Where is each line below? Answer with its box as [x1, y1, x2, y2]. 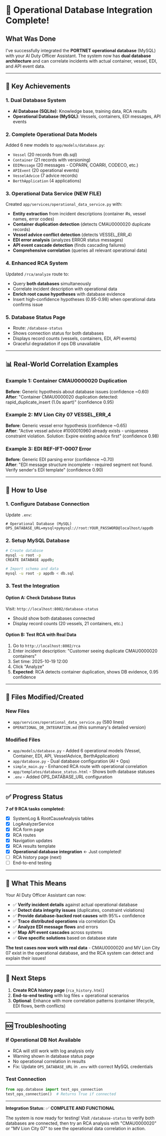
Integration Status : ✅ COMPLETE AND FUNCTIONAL [5, 1105, 115, 1111]
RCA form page [12, 826, 44, 832]
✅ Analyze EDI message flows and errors [12, 924, 98, 930]
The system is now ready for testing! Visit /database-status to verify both [5, 1115, 155, 1121]
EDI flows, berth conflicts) [12, 1002, 66, 1009]
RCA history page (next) [12, 854, 62, 860]
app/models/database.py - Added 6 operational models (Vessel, [12, 747, 141, 753]
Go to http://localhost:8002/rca [12, 642, 81, 648]
